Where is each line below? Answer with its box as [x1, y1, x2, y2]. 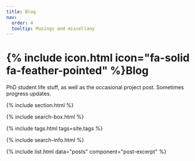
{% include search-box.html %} [6, 113, 84, 120]
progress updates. [6, 90, 51, 98]
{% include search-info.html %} [6, 136, 84, 144]
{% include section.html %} [6, 102, 74, 109]
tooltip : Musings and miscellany [11, 25, 95, 32]
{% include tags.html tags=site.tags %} [6, 125, 103, 132]
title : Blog [6, 8, 36, 15]
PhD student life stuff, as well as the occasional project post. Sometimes [6, 84, 184, 91]
